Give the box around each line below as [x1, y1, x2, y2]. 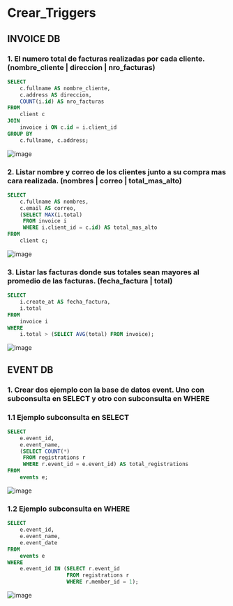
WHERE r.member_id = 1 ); [66, 579, 139, 586]
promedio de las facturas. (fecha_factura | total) [7, 276, 173, 286]
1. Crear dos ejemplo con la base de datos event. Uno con [7, 385, 204, 395]
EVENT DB [7, 364, 54, 376]
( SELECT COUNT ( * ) [20, 448, 70, 455]
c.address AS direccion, [20, 91, 92, 99]
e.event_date [20, 539, 58, 547]
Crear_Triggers [7, 5, 96, 21]
